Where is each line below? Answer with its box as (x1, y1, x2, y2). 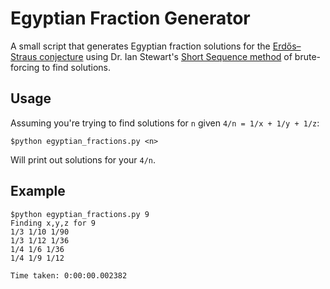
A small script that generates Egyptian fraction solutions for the (10, 40, 271, 52)
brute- (294, 50, 321, 62)
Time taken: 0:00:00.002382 (10, 270, 128, 281)
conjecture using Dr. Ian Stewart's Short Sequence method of (39, 50, 293, 62)
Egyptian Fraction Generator (10, 7, 251, 30)
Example (10, 183, 66, 200)
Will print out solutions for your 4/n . (10, 153, 157, 166)
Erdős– (272, 40, 302, 52)
